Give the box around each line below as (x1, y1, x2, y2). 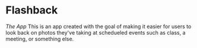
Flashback (5, 4, 58, 17)
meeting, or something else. (5, 35, 74, 42)
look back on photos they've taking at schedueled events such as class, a (5, 29, 186, 36)
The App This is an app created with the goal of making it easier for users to (5, 23, 192, 30)
